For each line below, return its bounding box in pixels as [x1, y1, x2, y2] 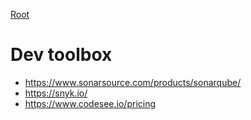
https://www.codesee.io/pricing [24, 97, 157, 109]
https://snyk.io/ [24, 87, 88, 99]
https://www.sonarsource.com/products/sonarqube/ [24, 76, 242, 88]
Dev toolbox [10, 44, 113, 66]
